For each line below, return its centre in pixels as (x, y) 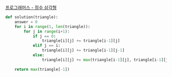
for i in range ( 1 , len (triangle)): (52, 27)
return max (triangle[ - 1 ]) (42, 69)
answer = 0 (26, 22)
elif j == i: (46, 46)
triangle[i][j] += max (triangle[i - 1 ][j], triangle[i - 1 (101, 60)
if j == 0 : (44, 36)
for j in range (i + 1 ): (47, 31)
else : (38, 55)
